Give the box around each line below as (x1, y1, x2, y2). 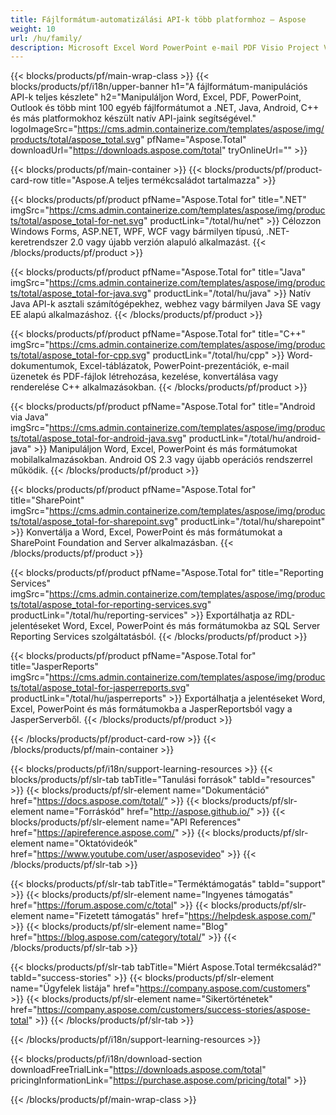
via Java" (10, 411, 49, 423)
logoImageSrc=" (10, 123, 78, 135)
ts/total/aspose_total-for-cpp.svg (10, 349, 147, 361)
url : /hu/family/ (10, 33, 83, 43)
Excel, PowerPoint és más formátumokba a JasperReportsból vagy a (10, 703, 293, 715)
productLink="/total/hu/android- (188, 432, 322, 445)
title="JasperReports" (10, 661, 99, 673)
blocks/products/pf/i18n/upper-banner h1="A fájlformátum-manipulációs (10, 81, 308, 93)
